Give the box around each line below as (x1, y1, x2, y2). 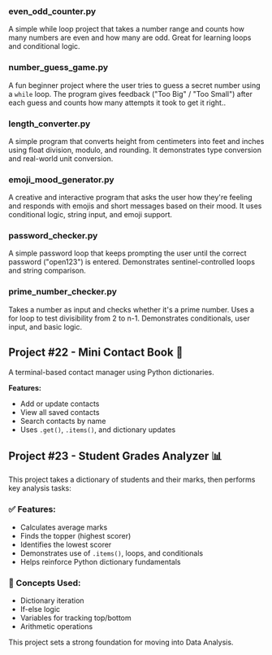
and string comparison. (8, 266, 87, 276)
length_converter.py (8, 118, 91, 129)
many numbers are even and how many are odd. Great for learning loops (8, 33, 252, 42)
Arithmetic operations (19, 622, 93, 631)
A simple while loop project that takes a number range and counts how (8, 24, 245, 34)
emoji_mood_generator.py (8, 173, 115, 185)
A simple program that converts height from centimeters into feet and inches (8, 136, 265, 146)
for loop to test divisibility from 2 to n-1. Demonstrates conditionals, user (8, 313, 250, 323)
